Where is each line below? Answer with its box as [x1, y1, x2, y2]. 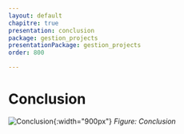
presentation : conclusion [8, 26, 94, 34]
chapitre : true [8, 19, 59, 27]
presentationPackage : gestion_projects [8, 41, 142, 49]
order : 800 [8, 49, 45, 57]
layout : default [8, 11, 62, 20]
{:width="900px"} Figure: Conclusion [53, 116, 176, 126]
